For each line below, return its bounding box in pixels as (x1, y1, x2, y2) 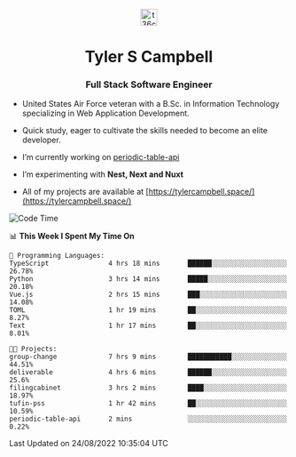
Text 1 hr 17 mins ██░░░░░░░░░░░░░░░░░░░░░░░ (9, 321, 288, 331)
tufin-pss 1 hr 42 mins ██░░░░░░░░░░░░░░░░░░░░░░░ (9, 399, 288, 408)
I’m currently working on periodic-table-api (21, 152, 180, 163)
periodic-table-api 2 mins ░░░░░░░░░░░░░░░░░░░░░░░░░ (9, 414, 288, 424)
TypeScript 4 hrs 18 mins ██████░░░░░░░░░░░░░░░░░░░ (9, 259, 288, 269)
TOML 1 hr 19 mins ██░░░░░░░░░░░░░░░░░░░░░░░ (9, 306, 288, 315)
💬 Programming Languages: (9, 252, 105, 261)
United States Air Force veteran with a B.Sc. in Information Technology (21, 99, 280, 109)
